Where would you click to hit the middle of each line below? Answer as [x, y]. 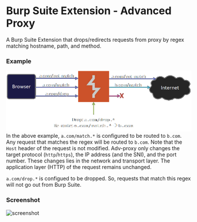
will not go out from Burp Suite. [44, 185]
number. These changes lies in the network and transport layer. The [88, 161]
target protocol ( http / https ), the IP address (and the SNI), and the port [91, 155]
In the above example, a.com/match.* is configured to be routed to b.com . [94, 136]
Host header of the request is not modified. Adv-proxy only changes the [93, 148]
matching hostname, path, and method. [54, 46]
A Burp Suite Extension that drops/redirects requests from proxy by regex [95, 39]
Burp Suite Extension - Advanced [89, 11]
